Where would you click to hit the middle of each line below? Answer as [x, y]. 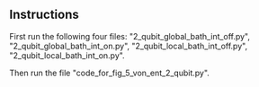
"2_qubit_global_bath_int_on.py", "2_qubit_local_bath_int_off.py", [129, 46]
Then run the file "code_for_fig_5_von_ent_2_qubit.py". [109, 73]
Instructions [44, 15]
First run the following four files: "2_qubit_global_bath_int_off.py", [129, 36]
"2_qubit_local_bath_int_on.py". [67, 55]
